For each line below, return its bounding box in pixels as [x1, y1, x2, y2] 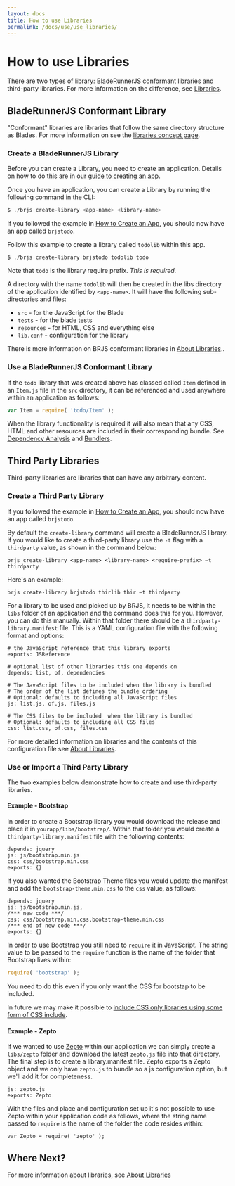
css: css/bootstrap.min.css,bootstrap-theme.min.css [7, 916, 165, 924]
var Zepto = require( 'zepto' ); [7, 1133, 105, 1140]
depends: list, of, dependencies [7, 669, 105, 676]
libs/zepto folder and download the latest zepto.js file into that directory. [7, 1050, 221, 1059]
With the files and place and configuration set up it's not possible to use [7, 1104, 215, 1113]
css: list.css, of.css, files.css [7, 725, 109, 732]
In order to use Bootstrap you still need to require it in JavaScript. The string [7, 940, 228, 950]
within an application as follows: [7, 393, 100, 402]
